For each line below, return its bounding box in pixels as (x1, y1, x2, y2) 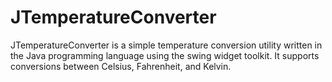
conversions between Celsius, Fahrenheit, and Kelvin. (10, 60, 232, 72)
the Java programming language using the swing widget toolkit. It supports (10, 49, 320, 61)
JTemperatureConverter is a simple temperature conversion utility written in (10, 39, 323, 51)
